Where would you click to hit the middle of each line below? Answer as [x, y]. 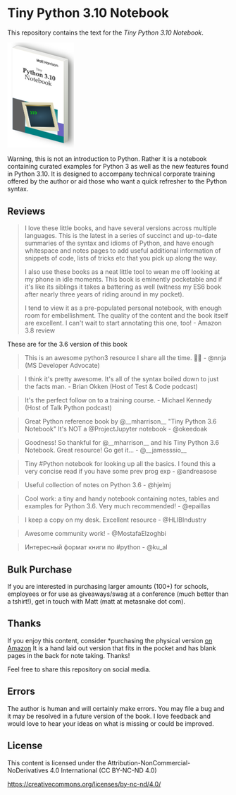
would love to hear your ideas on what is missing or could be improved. [111, 723]
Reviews [26, 211]
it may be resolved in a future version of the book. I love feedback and [109, 716]
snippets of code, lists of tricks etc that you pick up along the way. [121, 258]
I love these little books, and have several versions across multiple [120, 228]
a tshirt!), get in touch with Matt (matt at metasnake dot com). [96, 602]
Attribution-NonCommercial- [149, 763]
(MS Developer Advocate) [62, 366]
